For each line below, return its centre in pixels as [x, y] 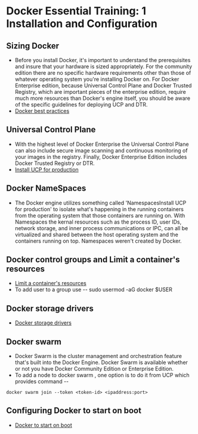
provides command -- [42, 381]
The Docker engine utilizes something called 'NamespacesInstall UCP [100, 203]
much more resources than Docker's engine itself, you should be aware [103, 98]
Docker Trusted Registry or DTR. [55, 163]
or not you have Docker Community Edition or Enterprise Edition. [94, 369]
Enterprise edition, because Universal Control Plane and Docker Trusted [103, 85]
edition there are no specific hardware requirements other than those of [103, 73]
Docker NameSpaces [46, 189]
